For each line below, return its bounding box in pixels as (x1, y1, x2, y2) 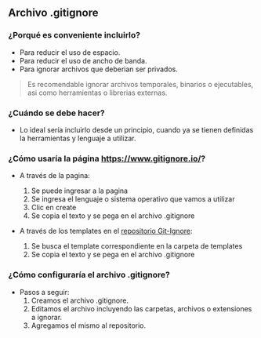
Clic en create (31, 203, 77, 213)
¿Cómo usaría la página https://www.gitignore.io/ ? (8, 153, 206, 164)
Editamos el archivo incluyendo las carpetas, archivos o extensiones (31, 303, 252, 313)
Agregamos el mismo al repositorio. (31, 321, 147, 330)
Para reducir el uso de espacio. (19, 47, 121, 57)
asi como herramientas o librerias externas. (27, 88, 168, 97)
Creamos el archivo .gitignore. (31, 296, 129, 305)
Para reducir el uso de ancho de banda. (19, 56, 147, 65)
